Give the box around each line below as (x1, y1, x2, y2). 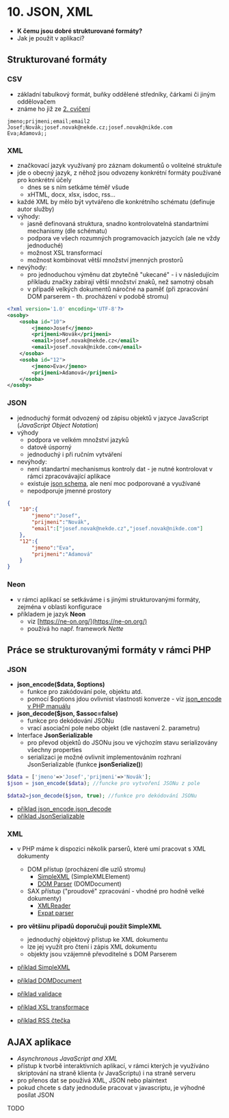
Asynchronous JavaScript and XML (16, 1054, 118, 1063)
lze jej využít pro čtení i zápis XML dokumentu (27, 943, 157, 951)
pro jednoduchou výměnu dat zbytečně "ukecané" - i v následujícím (27, 270, 219, 278)
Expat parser (37, 909, 74, 917)
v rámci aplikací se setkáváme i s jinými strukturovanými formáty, (16, 595, 200, 604)
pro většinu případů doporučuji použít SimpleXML (16, 922, 162, 930)
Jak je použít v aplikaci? (16, 34, 85, 42)
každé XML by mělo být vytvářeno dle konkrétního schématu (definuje (16, 197, 215, 206)
